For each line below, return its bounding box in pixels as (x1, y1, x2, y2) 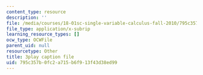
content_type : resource (6, 8, 66, 15)
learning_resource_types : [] (6, 31, 80, 37)
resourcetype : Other (6, 48, 59, 54)
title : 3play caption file (6, 54, 74, 60)
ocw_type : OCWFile (6, 37, 53, 43)
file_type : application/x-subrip (6, 25, 91, 32)
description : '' (6, 15, 47, 21)
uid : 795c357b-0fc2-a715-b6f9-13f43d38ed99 (6, 59, 118, 65)
